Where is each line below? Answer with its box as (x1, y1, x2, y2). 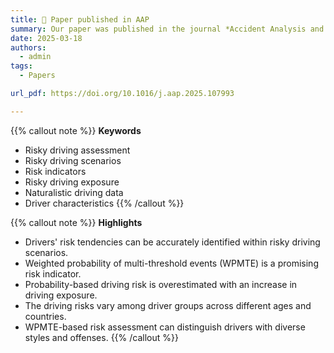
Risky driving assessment (24, 144, 131, 156)
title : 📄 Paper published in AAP (10, 14, 150, 25)
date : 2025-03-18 (10, 33, 83, 43)
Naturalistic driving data (24, 186, 124, 198)
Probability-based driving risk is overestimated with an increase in (24, 278, 298, 290)
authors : (10, 42, 47, 53)
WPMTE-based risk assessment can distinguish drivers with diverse (24, 321, 306, 333)
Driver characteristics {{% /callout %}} (24, 197, 185, 209)
